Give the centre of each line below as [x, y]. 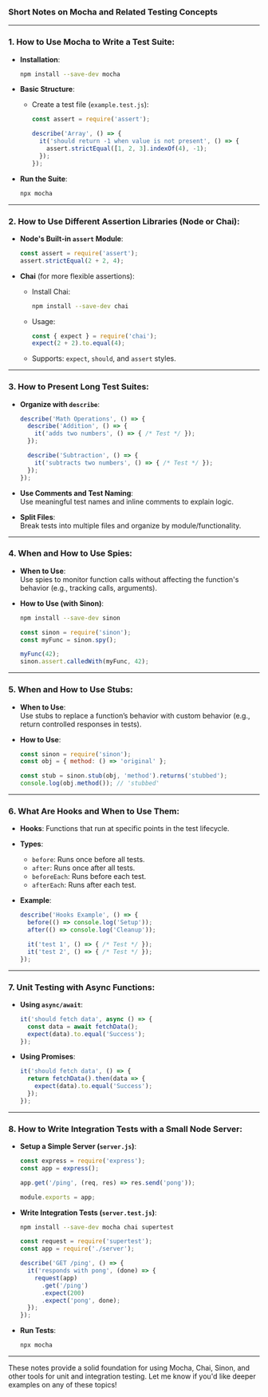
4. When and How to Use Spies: [71, 553]
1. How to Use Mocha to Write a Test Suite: [92, 42]
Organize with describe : [60, 404]
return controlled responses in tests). [81, 724]
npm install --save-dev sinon [70, 618]
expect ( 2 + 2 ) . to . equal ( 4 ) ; [78, 343]
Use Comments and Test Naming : [77, 493]
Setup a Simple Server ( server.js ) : [78, 1146]
